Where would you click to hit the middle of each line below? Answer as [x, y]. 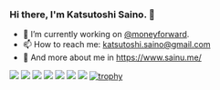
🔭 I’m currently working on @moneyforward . [106, 35]
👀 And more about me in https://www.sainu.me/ [112, 57]
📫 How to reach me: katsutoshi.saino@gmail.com [116, 45]
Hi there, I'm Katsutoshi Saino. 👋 [82, 15]
